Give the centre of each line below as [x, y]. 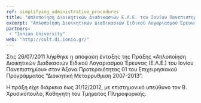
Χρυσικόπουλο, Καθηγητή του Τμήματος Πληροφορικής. [76, 94]
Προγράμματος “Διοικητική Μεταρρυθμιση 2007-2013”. [74, 76]
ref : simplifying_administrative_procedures [63, 12]
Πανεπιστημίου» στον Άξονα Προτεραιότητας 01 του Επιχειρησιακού [92, 69]
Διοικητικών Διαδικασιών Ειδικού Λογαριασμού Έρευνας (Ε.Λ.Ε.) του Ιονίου [100, 63]
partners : [19, 28]
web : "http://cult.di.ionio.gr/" [48, 40]
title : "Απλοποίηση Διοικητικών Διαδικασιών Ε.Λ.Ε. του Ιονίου [87, 17]
